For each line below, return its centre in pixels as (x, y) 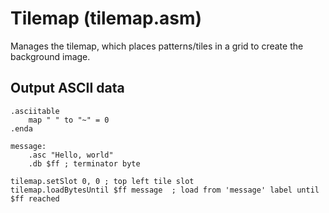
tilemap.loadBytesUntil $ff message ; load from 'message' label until (165, 190)
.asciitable (35, 111)
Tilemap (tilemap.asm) (106, 18)
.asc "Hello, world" (71, 155)
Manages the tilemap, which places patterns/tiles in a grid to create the (157, 46)
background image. (50, 56)
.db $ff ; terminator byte (84, 163)
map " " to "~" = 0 (69, 120)
